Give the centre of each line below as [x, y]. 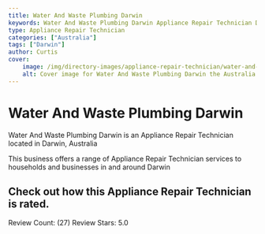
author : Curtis [33, 52]
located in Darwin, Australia [53, 143]
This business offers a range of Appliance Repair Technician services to [125, 158]
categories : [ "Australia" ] [52, 37]
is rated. [29, 204]
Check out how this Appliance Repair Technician [130, 191]
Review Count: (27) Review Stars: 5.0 [68, 223]
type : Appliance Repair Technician [67, 30]
